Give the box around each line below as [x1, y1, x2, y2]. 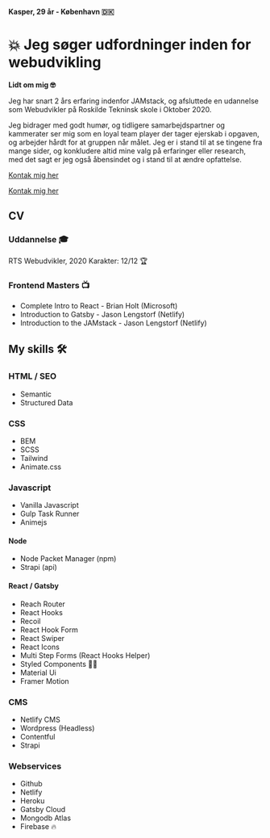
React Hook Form [19, 625, 78, 635]
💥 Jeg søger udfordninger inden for [8, 36, 251, 54]
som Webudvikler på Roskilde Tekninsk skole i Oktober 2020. [8, 104, 212, 114]
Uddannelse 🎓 [8, 234, 69, 245]
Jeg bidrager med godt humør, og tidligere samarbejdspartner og [8, 120, 226, 130]
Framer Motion [19, 676, 70, 685]
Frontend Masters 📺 [8, 279, 90, 291]
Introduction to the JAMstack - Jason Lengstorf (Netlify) [19, 318, 207, 328]
